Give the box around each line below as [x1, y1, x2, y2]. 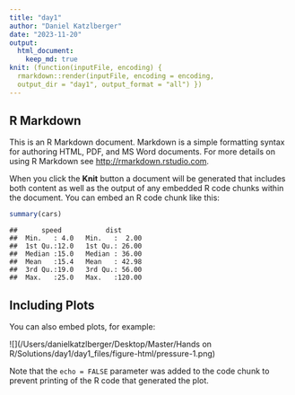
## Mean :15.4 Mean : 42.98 [9, 258, 143, 267]
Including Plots [9, 297, 95, 312]
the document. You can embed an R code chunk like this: [9, 192, 220, 203]
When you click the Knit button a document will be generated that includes [9, 173, 286, 184]
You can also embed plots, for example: [9, 321, 156, 332]
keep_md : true [25, 55, 78, 64]
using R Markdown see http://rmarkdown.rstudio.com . [9, 156, 209, 167]
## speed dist [9, 226, 123, 235]
